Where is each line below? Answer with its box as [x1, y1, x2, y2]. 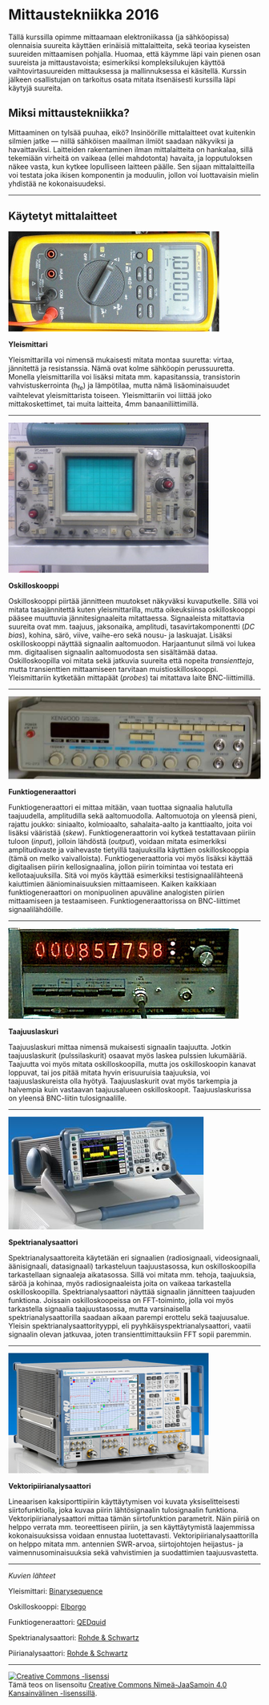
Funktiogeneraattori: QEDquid [8, 1617, 106, 1627]
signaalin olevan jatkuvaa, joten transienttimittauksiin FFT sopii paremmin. [8, 1329, 252, 1339]
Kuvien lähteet [8, 1570, 56, 1580]
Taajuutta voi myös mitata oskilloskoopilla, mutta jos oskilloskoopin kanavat [8, 1059, 256, 1068]
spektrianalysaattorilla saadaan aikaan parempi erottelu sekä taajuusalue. [8, 1312, 250, 1322]
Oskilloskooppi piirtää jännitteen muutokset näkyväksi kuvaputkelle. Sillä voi [8, 597, 259, 606]
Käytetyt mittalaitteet [8, 210, 118, 223]
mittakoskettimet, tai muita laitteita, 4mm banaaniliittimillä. [8, 399, 199, 409]
